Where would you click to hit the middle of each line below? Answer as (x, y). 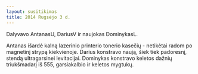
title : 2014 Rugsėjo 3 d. (38, 17)
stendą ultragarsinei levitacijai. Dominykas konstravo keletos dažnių (89, 58)
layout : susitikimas (32, 12)
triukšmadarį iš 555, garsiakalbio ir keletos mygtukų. (70, 64)
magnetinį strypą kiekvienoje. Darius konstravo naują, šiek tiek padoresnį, (97, 52)
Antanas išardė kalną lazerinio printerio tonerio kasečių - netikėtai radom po (99, 46)
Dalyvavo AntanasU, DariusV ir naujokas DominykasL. (72, 34)
